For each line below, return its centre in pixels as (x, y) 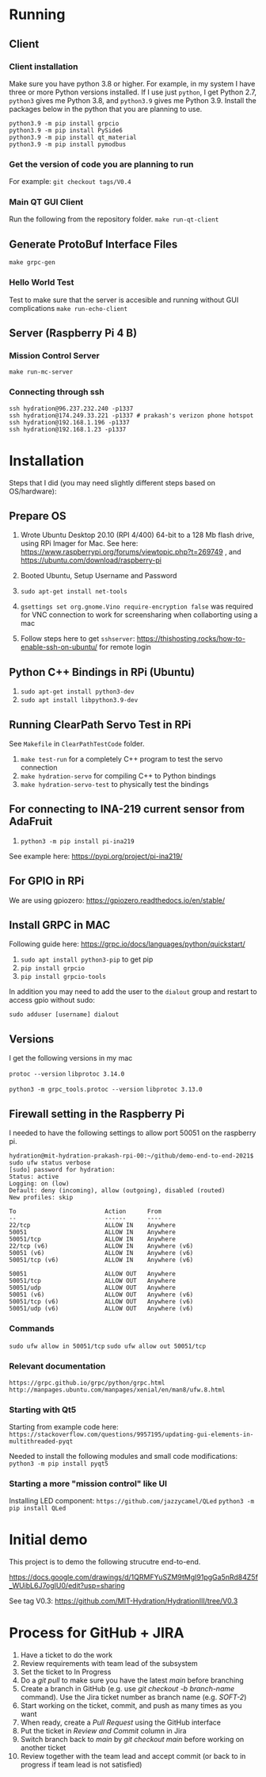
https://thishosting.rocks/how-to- (191, 639)
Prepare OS (38, 516)
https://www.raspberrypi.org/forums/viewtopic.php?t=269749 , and (131, 552)
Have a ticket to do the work (66, 1655)
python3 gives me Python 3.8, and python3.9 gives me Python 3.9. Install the (133, 100)
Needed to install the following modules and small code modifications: (123, 1456)
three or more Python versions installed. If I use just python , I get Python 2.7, (133, 92)
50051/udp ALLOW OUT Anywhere (93, 1288)
